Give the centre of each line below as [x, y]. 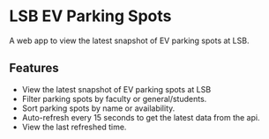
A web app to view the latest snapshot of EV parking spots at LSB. [129, 40]
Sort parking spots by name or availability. [98, 108]
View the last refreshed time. [74, 127]
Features [34, 68]
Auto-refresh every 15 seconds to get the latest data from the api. [141, 117]
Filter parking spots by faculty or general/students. [114, 99]
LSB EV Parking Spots [90, 16]
